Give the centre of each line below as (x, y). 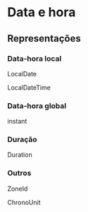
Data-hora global (37, 105)
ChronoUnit (24, 202)
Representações (44, 39)
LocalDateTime (29, 87)
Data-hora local (34, 59)
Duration (20, 155)
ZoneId (18, 189)
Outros (19, 173)
